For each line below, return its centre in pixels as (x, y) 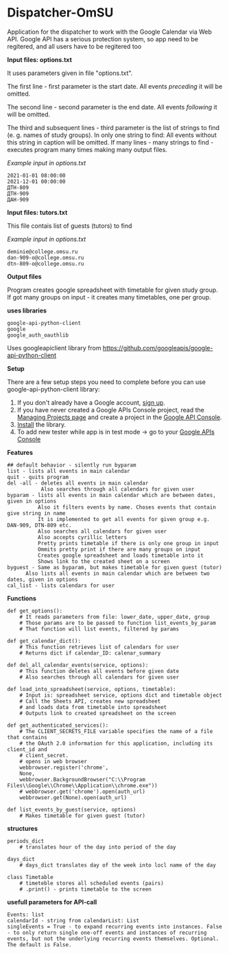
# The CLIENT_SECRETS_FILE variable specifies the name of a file (116, 731)
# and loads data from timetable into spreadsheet (93, 707)
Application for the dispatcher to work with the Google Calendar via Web (110, 32)
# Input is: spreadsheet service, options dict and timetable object (121, 695)
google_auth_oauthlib (38, 335)
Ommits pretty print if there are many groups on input (119, 549)
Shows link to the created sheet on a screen (104, 561)
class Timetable (30, 877)
